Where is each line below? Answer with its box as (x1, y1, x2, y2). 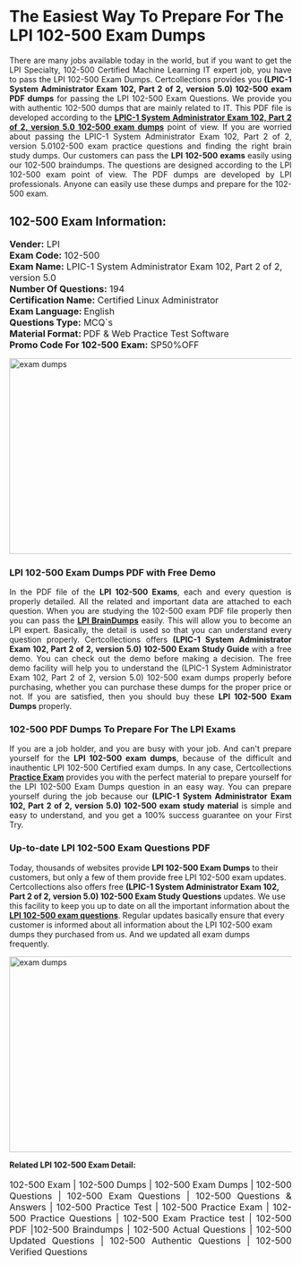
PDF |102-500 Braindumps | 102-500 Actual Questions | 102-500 (9, 1223, 292, 1235)
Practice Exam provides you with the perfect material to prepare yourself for (9, 772, 293, 782)
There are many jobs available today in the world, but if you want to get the (9, 55, 292, 65)
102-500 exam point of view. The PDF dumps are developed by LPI (9, 168, 292, 180)
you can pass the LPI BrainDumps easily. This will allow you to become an (9, 615, 292, 626)
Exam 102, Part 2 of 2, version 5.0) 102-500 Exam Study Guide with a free (9, 644, 292, 654)
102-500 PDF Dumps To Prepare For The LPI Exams (9, 722, 236, 735)
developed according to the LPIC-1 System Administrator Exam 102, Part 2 (9, 112, 293, 123)
